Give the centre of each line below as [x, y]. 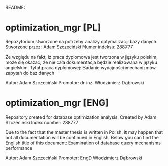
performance [19, 148]
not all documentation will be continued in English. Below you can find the [82, 137]
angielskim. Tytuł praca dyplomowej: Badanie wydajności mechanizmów [80, 67]
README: [15, 7]
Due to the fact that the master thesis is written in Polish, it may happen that [84, 132]
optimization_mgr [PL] [53, 28]
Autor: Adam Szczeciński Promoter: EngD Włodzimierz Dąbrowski [74, 158]
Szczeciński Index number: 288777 [42, 122]
